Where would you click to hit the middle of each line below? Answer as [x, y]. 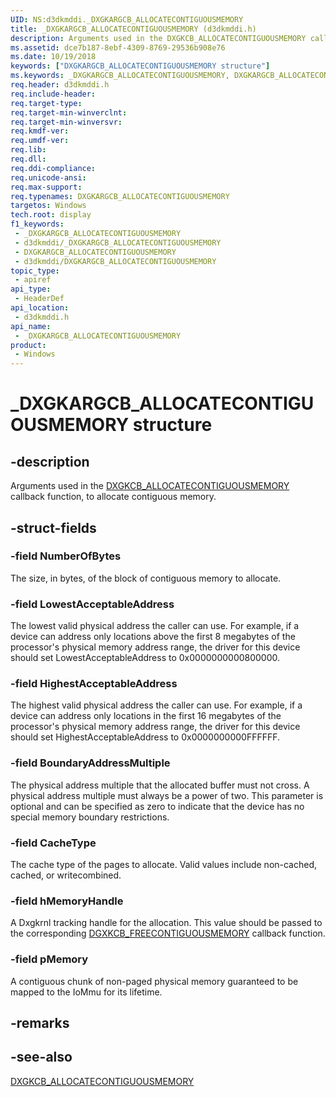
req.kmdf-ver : [40, 131]
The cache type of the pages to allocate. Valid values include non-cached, [164, 864]
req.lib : [28, 150]
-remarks [40, 1022]
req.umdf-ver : [40, 141]
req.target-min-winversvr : [66, 122]
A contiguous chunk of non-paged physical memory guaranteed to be [154, 981]
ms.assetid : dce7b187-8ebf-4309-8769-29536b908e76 [118, 47]
